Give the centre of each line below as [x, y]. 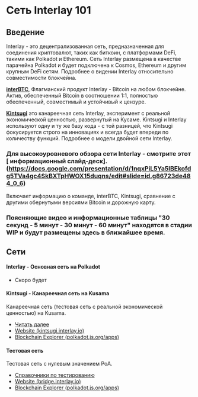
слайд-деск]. [87, 161]
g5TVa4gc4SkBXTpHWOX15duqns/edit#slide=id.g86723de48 [98, 176]
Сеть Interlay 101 [49, 10]
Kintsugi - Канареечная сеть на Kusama [58, 293]
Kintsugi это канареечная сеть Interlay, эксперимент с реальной [88, 113]
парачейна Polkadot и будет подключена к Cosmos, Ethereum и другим [96, 65]
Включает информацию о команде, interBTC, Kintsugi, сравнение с [91, 196]
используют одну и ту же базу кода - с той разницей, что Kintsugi [90, 126]
